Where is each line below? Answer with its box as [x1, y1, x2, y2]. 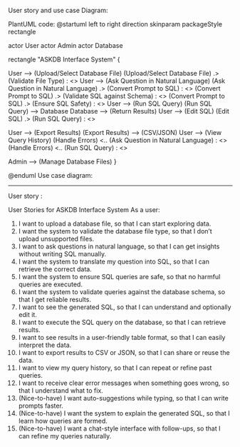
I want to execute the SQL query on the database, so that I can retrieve [18, 318, 226, 326]
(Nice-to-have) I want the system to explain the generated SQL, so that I [18, 409, 230, 417]
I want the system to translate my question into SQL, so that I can [18, 257, 209, 266]
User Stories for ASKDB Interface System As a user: [8, 206, 160, 214]
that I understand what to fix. [18, 386, 104, 395]
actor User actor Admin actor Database [8, 41, 123, 49]
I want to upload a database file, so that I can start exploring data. [18, 219, 212, 228]
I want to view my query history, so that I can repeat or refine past [18, 363, 212, 372]
